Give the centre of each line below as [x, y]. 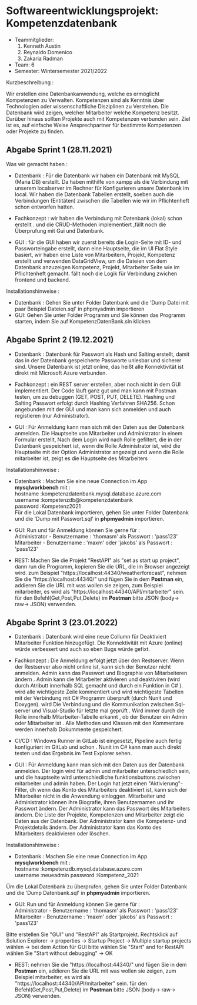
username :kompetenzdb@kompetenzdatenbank [74, 500]
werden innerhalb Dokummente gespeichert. [69, 729]
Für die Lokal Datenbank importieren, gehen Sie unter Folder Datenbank [102, 512]
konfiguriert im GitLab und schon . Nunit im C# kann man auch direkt [98, 747]
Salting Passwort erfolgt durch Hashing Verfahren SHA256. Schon [95, 403]
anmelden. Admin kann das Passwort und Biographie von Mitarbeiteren [101, 673]
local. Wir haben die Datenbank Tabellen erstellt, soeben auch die [94, 194]
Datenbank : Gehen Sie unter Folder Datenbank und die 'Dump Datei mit [102, 302]
